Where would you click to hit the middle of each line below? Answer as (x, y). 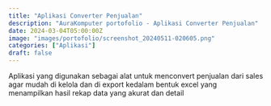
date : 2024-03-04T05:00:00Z (56, 31)
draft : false (30, 53)
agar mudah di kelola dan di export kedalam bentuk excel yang (113, 84)
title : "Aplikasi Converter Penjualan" (76, 16)
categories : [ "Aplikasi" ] (52, 46)
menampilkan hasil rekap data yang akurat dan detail (96, 93)
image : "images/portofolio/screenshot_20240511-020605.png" (112, 38)
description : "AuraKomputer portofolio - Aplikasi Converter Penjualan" (133, 23)
